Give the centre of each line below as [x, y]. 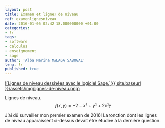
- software [16, 42]
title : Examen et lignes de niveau [42, 14]
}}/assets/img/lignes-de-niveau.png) [43, 88]
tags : [11, 37]
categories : [17, 28]
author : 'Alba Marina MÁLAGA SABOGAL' [45, 60]
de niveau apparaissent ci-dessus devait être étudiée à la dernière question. [83, 120]
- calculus [16, 46]
